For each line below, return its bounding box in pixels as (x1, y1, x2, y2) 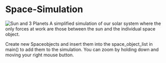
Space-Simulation (5, 4, 83, 15)
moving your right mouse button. (5, 52, 74, 58)
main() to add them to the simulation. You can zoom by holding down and (5, 46, 159, 52)
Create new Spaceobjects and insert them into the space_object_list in (5, 41, 153, 47)
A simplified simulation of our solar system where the (49, 20, 161, 26)
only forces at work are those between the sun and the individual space (5, 25, 156, 31)
